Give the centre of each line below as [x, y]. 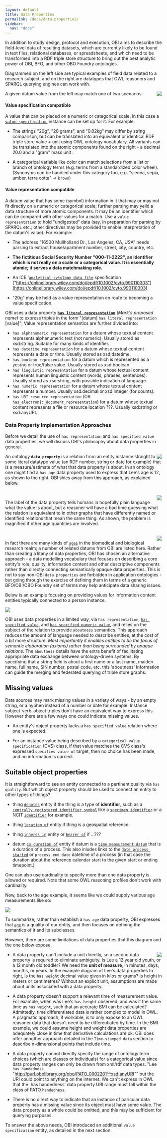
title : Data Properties [30, 14]
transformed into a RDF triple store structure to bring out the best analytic [81, 58]
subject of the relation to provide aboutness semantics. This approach [76, 630]
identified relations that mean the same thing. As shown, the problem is [78, 518]
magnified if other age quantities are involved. [52, 523]
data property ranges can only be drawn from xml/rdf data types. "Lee [84, 1064]
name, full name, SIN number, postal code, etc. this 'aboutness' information [83, 667]
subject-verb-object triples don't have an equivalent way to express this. [80, 711]
